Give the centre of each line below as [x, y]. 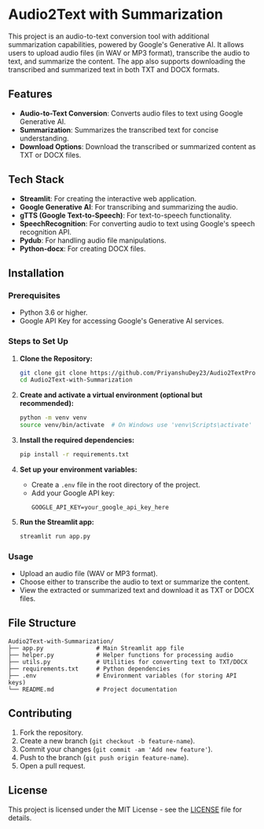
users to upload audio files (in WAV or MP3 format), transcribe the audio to [129, 53]
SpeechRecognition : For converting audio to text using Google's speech [137, 223]
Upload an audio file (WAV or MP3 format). [89, 574]
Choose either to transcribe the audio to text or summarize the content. [135, 582]
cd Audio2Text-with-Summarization [76, 380]
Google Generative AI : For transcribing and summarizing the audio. [128, 206]
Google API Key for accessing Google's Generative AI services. [122, 321]
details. [20, 817]
